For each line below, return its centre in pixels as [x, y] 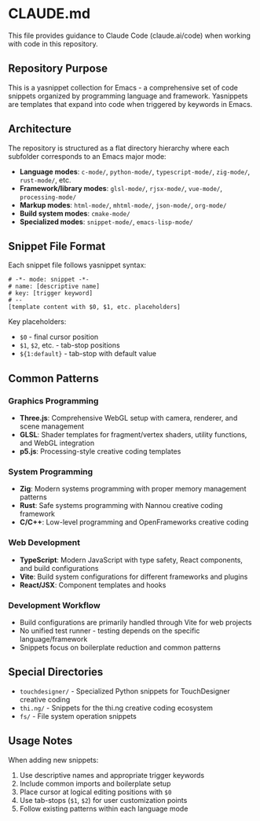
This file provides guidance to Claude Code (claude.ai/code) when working [130, 35]
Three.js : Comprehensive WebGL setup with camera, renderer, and [128, 418]
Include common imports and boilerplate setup [95, 783]
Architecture [40, 129]
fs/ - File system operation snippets [78, 716]
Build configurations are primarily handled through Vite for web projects [135, 622]
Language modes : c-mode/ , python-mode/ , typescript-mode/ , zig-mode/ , [135, 171]
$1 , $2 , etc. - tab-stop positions [70, 345]
